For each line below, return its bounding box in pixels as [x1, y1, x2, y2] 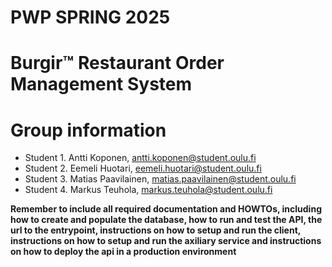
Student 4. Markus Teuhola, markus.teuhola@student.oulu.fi [24, 184, 273, 196]
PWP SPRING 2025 [10, 6, 171, 29]
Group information [10, 119, 167, 141]
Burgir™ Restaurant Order [10, 52, 225, 75]
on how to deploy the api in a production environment [10, 246, 237, 258]
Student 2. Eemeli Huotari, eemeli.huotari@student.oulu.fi [24, 162, 262, 175]
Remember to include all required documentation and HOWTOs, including [10, 203, 322, 215]
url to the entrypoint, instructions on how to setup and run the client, [10, 224, 302, 236]
